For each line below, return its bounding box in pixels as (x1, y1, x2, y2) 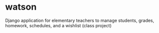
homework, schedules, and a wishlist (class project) (5, 22, 112, 28)
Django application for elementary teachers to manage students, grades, (5, 17, 155, 23)
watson (5, 1, 37, 13)
